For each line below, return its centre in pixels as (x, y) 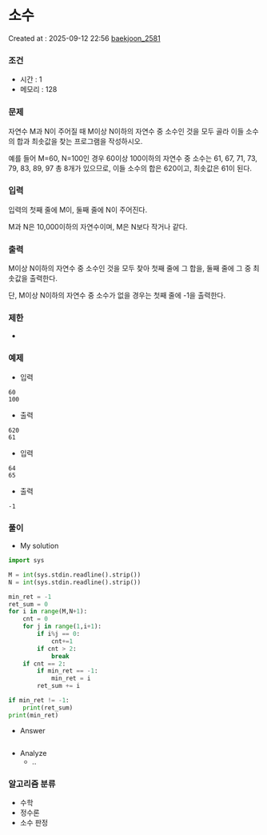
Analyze (33, 753)
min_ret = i (71, 679)
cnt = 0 (35, 619)
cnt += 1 (62, 641)
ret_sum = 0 (28, 604)
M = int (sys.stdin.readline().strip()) (75, 575)
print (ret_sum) (48, 708)
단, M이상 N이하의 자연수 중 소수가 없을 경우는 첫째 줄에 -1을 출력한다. (117, 295)
